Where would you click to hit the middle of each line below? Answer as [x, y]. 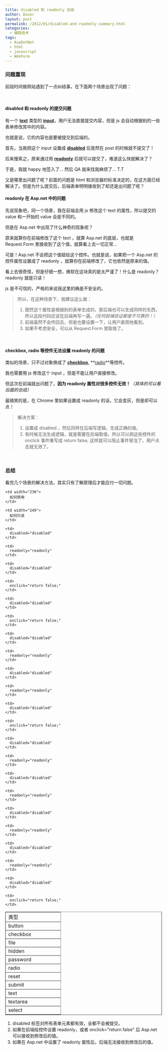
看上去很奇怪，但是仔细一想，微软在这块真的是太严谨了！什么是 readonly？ [82, 272]
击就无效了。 [38, 447]
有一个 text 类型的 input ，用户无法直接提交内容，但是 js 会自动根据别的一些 [83, 120]
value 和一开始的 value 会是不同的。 [42, 217]
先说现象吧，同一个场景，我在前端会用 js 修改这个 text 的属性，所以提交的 [81, 211]
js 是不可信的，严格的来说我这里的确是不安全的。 [55, 289]
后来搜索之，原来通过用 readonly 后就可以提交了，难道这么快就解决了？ [79, 158]
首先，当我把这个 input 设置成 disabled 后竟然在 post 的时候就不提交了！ [80, 148]
